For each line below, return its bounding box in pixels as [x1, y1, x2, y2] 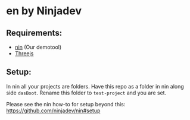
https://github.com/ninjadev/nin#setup [6, 107, 101, 114]
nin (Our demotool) [14, 43, 62, 50]
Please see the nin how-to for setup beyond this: [6, 100, 126, 108]
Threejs [14, 50, 34, 57]
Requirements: [6, 28, 63, 38]
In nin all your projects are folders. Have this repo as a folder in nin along [6, 83, 185, 90]
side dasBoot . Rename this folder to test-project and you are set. [6, 89, 167, 96]
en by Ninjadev [6, 4, 82, 18]
